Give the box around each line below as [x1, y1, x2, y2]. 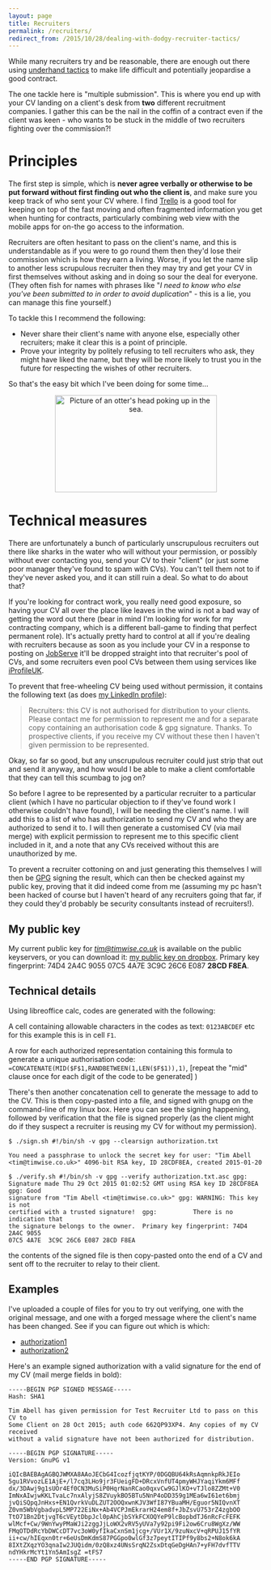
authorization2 [19, 1345, 69, 1355]
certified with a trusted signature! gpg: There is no [8, 1208, 233, 1216]
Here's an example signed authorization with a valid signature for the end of [8, 1361, 261, 1371]
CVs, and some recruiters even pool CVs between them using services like [8, 657, 257, 667]
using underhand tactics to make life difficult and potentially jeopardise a [8, 66, 251, 75]
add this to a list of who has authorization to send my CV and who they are [8, 815, 257, 824]
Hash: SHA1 [8, 1392, 45, 1400]
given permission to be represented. [28, 740, 150, 750]
